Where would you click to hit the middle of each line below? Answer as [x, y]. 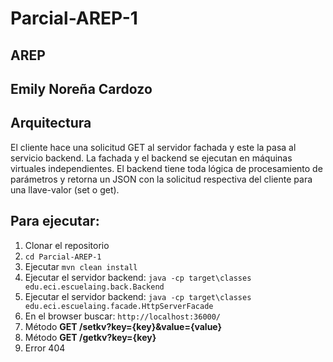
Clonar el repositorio [67, 245]
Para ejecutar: [55, 221]
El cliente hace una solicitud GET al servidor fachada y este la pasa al [153, 147]
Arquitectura [51, 123]
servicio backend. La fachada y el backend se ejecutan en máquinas [151, 158]
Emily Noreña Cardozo [81, 88]
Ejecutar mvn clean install [81, 266]
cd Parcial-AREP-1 [63, 257]
